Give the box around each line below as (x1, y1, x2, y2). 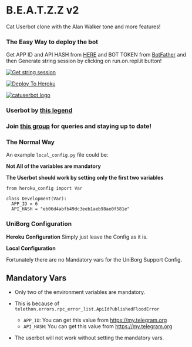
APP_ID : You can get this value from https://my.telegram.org (23, 316, 167, 324)
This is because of (14, 300, 60, 307)
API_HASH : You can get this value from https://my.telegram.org (23, 323, 173, 330)
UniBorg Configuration (6, 220, 72, 228)
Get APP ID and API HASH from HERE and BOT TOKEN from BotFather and (6, 51, 187, 58)
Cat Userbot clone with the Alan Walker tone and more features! (6, 23, 161, 30)
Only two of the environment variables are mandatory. (14, 289, 146, 296)
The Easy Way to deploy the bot (6, 38, 99, 46)
